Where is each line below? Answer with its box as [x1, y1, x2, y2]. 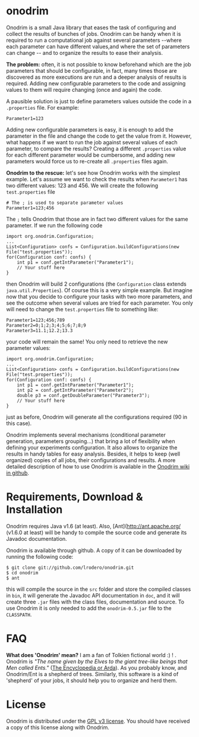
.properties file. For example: [6, 104, 79, 111]
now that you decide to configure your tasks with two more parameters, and [6, 293, 192, 300]
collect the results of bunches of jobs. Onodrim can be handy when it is [6, 30, 181, 37]
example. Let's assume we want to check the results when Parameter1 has [6, 175, 188, 182]
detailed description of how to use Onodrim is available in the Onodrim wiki [6, 463, 190, 470]
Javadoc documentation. [6, 535, 67, 542]
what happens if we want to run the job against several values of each [6, 138, 178, 145]
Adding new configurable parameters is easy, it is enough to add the [6, 126, 173, 133]
